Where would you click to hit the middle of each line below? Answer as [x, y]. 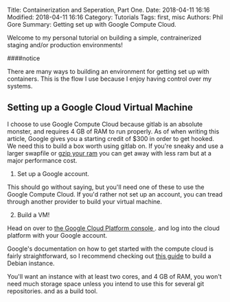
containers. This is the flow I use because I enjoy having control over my [109, 79]
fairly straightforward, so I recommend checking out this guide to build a [109, 255]
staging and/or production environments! [65, 45]
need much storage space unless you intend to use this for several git [106, 284]
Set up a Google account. [53, 173]
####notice [24, 58]
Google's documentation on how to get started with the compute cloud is [111, 249]
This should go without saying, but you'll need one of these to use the [106, 187]
